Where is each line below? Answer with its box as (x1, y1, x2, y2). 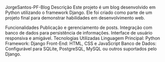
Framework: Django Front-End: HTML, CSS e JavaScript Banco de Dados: (5, 40, 157, 46)
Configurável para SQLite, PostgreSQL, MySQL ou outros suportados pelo (5, 46, 157, 51)
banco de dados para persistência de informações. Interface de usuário (5, 30, 153, 35)
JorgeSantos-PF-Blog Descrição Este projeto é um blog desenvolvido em (5, 4, 156, 10)
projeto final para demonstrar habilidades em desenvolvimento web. (5, 15, 146, 20)
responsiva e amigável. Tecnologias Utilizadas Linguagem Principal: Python (5, 35, 161, 41)
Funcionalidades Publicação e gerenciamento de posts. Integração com (5, 24, 153, 30)
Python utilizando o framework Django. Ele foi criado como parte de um (5, 9, 153, 15)
